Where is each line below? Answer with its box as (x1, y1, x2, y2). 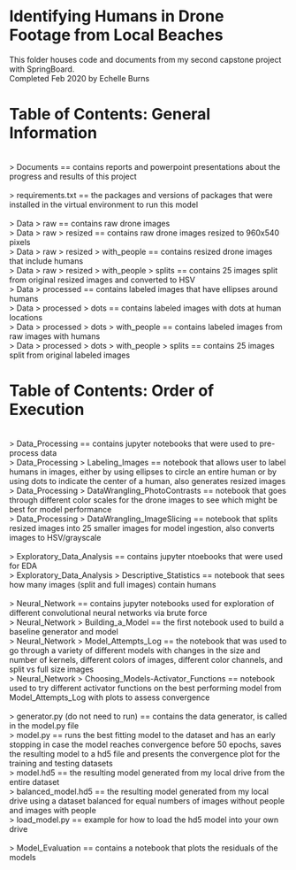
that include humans (9, 255, 84, 266)
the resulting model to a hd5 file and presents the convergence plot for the (9, 748, 281, 758)
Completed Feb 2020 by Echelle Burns (9, 73, 150, 83)
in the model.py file (9, 720, 80, 731)
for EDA (9, 560, 38, 571)
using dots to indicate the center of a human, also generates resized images (9, 475, 286, 486)
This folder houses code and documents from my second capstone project (9, 54, 282, 65)
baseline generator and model (9, 626, 119, 636)
